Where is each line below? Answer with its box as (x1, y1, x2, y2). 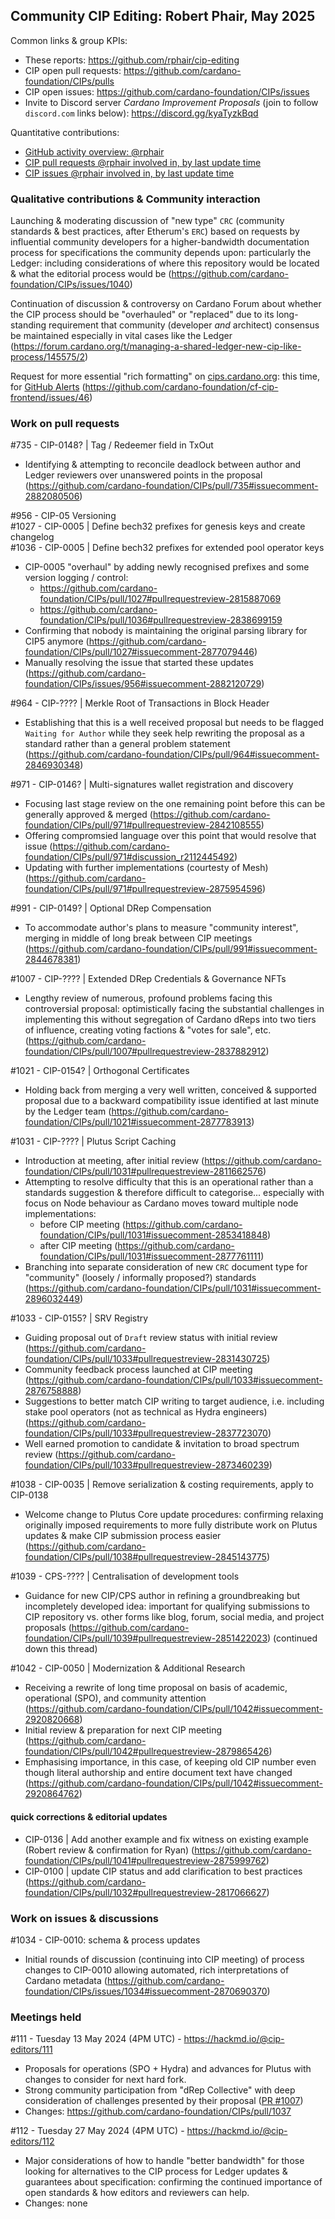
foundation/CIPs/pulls (24, 75, 115, 87)
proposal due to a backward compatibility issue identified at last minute (24, 1095, 320, 1107)
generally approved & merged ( (24, 809, 153, 821)
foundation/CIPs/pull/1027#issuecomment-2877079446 (24, 646, 255, 658)
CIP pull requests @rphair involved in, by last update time (24, 156, 262, 168)
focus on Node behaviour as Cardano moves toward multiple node (24, 1197, 299, 1209)
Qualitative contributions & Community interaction (10, 192, 261, 206)
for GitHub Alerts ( (10, 381, 86, 393)
